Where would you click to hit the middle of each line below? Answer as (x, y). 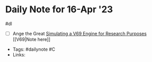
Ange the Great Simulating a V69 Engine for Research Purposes (80, 33)
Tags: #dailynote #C (34, 49)
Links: (19, 55)
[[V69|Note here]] (31, 39)
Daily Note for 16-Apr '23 (59, 9)
